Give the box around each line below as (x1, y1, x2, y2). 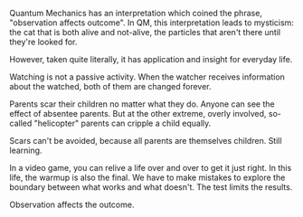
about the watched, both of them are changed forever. (9, 81, 212, 91)
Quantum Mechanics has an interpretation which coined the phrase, (9, 8, 262, 18)
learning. (9, 145, 43, 156)
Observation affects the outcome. (9, 199, 135, 210)
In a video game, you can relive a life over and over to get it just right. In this (9, 163, 292, 173)
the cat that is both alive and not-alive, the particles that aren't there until (9, 27, 281, 37)
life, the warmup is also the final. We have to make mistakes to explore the (9, 172, 286, 183)
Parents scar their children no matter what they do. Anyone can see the (9, 99, 275, 109)
